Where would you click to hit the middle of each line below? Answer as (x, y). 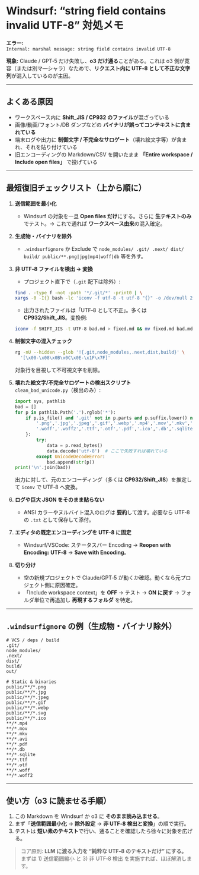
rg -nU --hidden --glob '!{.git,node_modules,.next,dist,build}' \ (100, 352)
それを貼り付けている (51, 147)
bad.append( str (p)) (70, 462)
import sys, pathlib (40, 401)
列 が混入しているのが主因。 (40, 75)
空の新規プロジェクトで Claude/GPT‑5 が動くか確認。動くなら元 (102, 578)
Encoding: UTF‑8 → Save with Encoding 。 (76, 553)
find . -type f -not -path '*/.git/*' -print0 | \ (78, 292)
